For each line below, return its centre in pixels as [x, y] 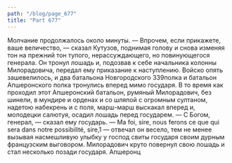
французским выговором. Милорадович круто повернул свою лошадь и [116, 144]
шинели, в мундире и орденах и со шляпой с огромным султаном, [108, 99]
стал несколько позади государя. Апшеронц [74, 152]
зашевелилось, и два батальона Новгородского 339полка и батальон [112, 77]
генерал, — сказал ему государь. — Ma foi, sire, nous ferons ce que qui [114, 122]
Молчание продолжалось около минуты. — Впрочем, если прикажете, [114, 40]
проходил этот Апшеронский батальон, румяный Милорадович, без [110, 92]
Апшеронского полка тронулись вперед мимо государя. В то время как [115, 85]
